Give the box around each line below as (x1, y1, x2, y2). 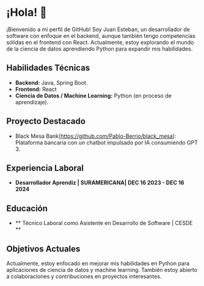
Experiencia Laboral (6, 163, 84, 173)
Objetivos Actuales (6, 243, 81, 254)
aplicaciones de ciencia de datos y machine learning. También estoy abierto (6, 266, 197, 273)
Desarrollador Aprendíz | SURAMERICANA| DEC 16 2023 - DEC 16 (15, 179, 184, 187)
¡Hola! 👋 (6, 5, 47, 20)
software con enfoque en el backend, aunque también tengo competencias (6, 32, 195, 39)
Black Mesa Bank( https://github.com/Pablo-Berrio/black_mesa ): (15, 132, 177, 140)
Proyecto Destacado (6, 116, 86, 127)
